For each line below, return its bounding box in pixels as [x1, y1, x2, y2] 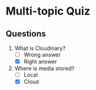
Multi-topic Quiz [6, 4, 90, 18]
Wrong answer [23, 51, 61, 58]
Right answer [23, 58, 57, 65]
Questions [6, 29, 46, 39]
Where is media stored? [14, 65, 75, 72]
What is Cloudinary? [14, 44, 65, 52]
